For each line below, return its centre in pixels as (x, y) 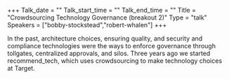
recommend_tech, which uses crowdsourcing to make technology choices (115, 61)
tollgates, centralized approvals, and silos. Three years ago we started (109, 53)
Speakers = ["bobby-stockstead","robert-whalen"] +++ (87, 25)
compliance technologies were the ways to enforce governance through (112, 46)
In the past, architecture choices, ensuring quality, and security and (105, 38)
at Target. (21, 68)
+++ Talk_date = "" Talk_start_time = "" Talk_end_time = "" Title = (102, 10)
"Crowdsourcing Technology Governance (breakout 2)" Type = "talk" (107, 17)
